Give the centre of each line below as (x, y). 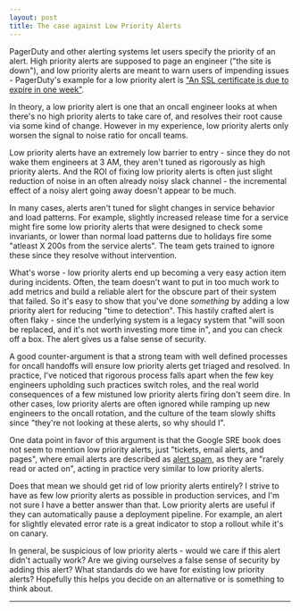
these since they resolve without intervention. (93, 255)
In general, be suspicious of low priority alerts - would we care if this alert (145, 550)
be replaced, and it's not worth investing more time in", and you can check (146, 329)
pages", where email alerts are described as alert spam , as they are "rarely (146, 459)
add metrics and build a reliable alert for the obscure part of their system (143, 291)
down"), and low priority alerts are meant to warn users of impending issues (149, 70)
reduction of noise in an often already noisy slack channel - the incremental (148, 180)
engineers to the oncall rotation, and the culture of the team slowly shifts (143, 413)
